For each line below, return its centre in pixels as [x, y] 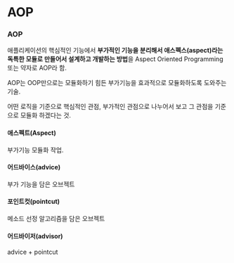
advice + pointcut [33, 252]
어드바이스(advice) [34, 167]
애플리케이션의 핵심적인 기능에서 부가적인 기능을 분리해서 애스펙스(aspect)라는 [115, 51]
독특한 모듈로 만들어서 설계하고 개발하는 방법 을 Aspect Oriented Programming [115, 59]
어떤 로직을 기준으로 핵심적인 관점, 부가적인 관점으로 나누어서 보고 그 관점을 [110, 107]
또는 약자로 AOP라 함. [37, 68]
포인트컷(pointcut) [34, 202]
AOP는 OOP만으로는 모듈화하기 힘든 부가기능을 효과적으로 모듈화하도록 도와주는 [117, 83]
